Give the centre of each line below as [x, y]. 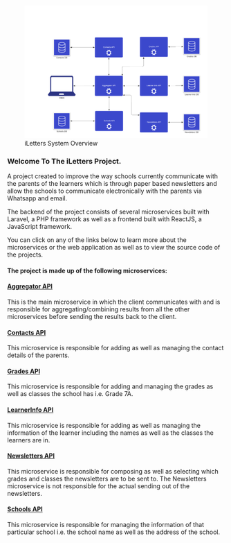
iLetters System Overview [61, 143]
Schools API [25, 509]
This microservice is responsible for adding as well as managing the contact [115, 348]
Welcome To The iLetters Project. [64, 161]
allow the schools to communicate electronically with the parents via [105, 191]
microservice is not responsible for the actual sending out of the [99, 486]
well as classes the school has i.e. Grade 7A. [70, 394]
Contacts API [27, 332]
